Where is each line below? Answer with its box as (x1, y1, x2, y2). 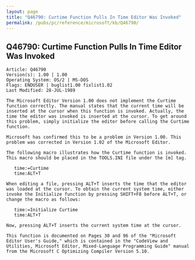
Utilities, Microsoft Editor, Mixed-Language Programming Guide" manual (6, 243, 190, 249)
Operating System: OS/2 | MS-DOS (6, 77, 89, 83)
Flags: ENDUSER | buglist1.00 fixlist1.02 (6, 83, 113, 88)
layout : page (6, 8, 39, 15)
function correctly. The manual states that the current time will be (6, 103, 184, 109)
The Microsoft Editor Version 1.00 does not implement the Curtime (6, 98, 177, 104)
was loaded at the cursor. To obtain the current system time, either (6, 186, 184, 192)
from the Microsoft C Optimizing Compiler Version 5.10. (6, 249, 150, 255)
